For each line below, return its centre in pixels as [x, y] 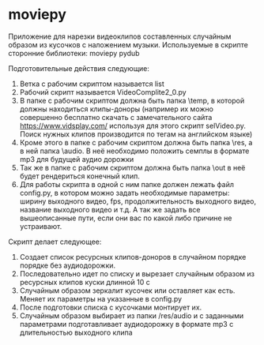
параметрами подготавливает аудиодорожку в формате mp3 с [126, 324]
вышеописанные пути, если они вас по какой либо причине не [126, 218]
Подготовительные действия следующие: [79, 68]
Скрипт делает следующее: [55, 242]
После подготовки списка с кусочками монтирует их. [111, 307]
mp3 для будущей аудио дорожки [77, 159]
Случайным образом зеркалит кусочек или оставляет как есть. [127, 291]
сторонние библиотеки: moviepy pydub [74, 53]
